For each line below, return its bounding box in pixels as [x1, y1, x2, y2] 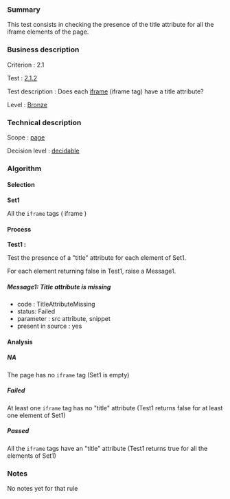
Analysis [7, 337, 33, 346]
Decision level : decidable [7, 146, 80, 155]
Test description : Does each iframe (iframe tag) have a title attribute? [7, 87, 204, 96]
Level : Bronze [7, 100, 48, 109]
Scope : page [7, 133, 45, 142]
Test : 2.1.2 [7, 74, 38, 82]
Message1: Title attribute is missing [7, 282, 111, 291]
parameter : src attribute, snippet [16, 315, 111, 323]
